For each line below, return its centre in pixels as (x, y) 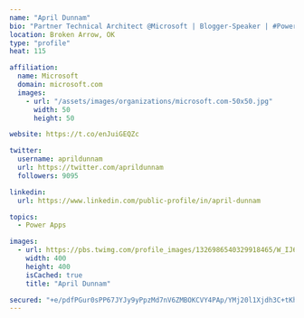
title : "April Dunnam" (68, 284)
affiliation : (34, 68)
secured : (26, 300)
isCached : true (54, 275)
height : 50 (54, 118)
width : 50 (52, 109)
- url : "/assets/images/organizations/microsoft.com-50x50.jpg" (149, 101)
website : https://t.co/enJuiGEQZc (75, 135)
